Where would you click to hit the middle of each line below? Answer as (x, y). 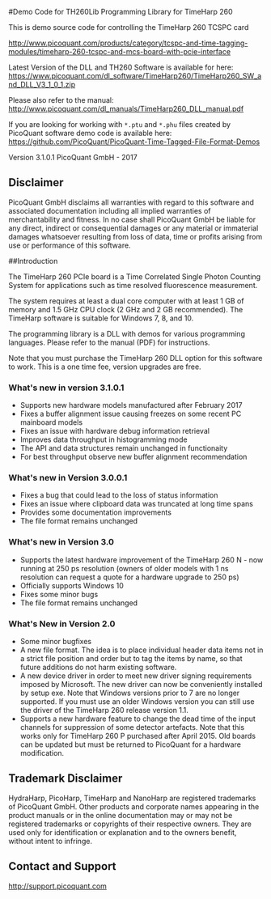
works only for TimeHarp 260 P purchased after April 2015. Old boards (138, 736)
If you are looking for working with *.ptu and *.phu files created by (120, 124)
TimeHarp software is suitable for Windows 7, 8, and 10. (101, 318)
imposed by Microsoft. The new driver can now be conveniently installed (141, 684)
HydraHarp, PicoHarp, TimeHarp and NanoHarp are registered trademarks (132, 798)
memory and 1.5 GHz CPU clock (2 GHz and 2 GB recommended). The (126, 309)
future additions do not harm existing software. (98, 667)
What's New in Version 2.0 (62, 624)
